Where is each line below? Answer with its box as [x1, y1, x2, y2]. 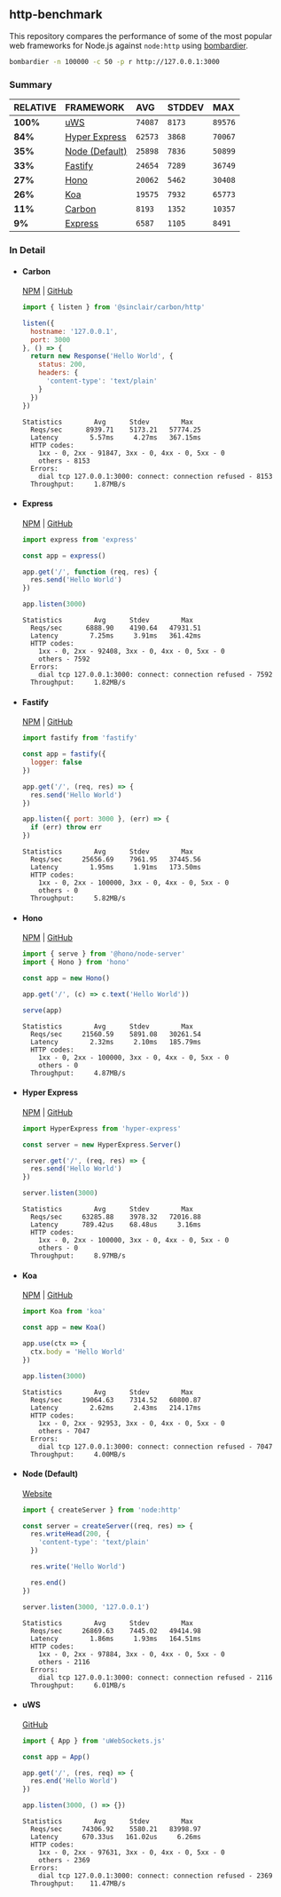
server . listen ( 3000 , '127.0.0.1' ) [21, 1602, 150, 1611]
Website [21, 1488, 53, 1499]
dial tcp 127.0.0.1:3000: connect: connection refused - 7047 [38, 1442, 273, 1451]
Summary [9, 78, 53, 91]
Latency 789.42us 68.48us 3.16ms [30, 1220, 201, 1229]
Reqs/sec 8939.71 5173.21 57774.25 [30, 425, 201, 434]
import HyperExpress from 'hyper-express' [21, 1123, 182, 1133]
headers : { [38, 369, 79, 377]
